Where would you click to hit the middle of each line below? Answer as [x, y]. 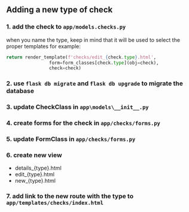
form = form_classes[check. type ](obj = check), [104, 63]
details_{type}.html [38, 168]
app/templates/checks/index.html [55, 203]
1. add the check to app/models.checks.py [66, 27]
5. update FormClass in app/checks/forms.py [71, 139]
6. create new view [34, 155]
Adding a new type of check [60, 10]
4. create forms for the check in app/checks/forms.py [83, 123]
